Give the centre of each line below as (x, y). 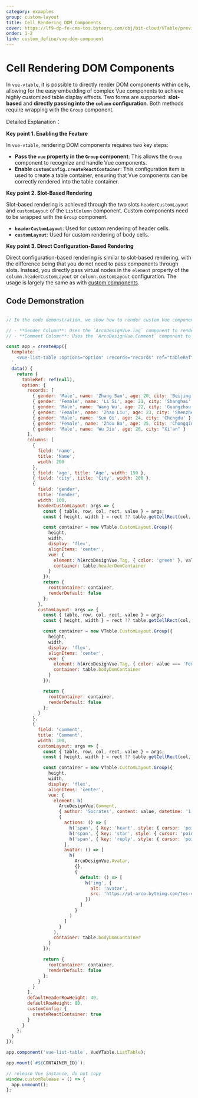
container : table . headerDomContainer (100, 566)
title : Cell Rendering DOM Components (54, 22)
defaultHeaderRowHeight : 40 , (63, 998)
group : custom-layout (33, 17)
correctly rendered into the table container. (67, 181)
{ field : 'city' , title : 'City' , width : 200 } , (92, 478)
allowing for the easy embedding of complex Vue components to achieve (95, 91)
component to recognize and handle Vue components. (81, 162)
